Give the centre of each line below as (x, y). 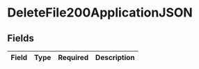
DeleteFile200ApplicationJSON (100, 13)
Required (73, 58)
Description (115, 58)
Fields (21, 38)
